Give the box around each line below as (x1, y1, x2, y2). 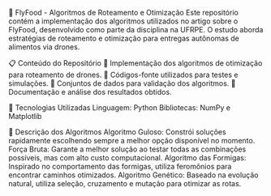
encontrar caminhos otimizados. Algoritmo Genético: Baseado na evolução (8, 170, 259, 180)
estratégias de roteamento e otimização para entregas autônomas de (8, 33, 239, 43)
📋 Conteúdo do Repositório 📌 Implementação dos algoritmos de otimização (8, 58, 263, 68)
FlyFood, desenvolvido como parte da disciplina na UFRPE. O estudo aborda (8, 25, 264, 34)
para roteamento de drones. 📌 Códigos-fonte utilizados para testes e (8, 70, 239, 79)
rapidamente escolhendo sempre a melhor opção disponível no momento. (8, 136, 256, 145)
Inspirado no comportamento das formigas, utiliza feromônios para (8, 162, 232, 171)
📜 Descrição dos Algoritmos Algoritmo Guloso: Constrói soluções (8, 127, 226, 137)
